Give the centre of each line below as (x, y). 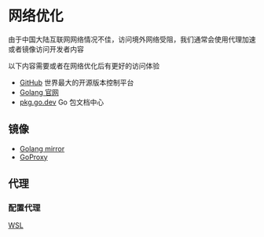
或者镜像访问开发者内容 (46, 49)
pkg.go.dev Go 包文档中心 (62, 102)
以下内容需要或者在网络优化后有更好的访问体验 (84, 66)
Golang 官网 (39, 92)
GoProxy (34, 157)
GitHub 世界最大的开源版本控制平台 (77, 82)
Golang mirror (42, 148)
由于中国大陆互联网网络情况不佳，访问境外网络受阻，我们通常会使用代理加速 (132, 39)
